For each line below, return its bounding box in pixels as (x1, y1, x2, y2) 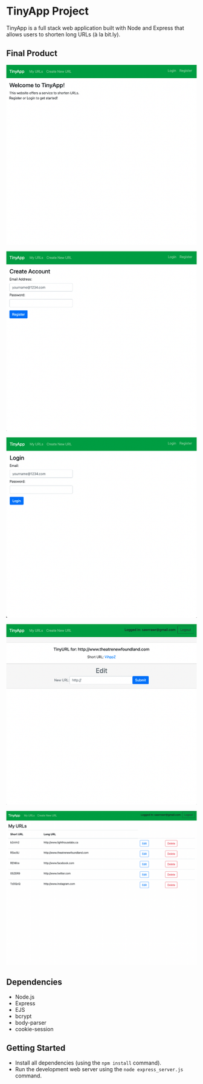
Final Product (6, 49, 57, 59)
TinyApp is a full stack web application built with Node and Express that (6, 24, 184, 32)
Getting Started (6, 1043, 66, 1053)
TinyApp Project (6, 4, 89, 18)
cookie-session (14, 1025, 54, 1032)
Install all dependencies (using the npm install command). (14, 1059, 162, 1066)
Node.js (14, 993, 35, 1000)
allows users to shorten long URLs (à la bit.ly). (6, 30, 121, 38)
